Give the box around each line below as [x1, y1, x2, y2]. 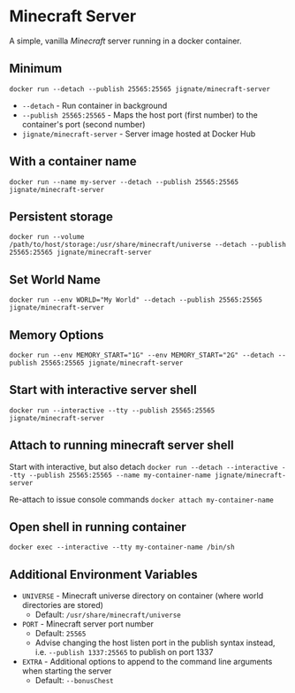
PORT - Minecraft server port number [21, 619, 155, 629]
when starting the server [21, 666, 112, 676]
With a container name [9, 154, 137, 169]
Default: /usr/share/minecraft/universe [34, 609, 181, 620]
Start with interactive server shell [9, 382, 197, 397]
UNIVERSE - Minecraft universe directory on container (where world [21, 590, 263, 601]
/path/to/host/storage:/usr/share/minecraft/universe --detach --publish [9, 241, 287, 250]
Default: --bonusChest [34, 675, 115, 686]
